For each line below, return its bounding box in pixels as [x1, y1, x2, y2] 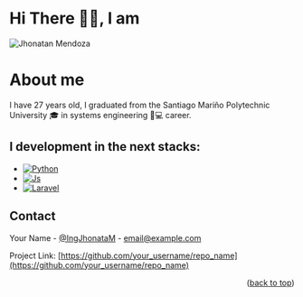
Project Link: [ [9, 250, 62, 261]
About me [9, 70, 85, 90]
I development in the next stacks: [9, 139, 201, 154]
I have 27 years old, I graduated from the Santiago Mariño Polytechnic [9, 99, 270, 110]
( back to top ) [246, 277, 295, 288]
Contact [9, 209, 56, 224]
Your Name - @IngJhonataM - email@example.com [9, 232, 202, 243]
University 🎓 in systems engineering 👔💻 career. [9, 109, 192, 120]
